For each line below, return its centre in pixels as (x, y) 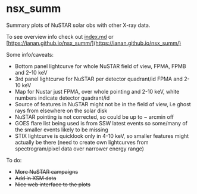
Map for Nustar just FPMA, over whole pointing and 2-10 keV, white (97, 91)
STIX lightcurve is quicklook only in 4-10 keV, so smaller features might (102, 136)
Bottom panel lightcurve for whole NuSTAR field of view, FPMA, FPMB (100, 66)
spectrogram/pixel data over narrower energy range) (79, 149)
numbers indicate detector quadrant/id (62, 98)
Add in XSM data (35, 178)
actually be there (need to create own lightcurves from (82, 142)
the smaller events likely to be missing (61, 130)
